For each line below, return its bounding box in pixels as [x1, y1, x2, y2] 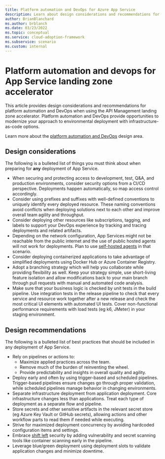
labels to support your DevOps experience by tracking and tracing [12, 223, 147, 229]
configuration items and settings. [12, 427, 80, 433]
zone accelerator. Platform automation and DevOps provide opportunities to [5, 113, 159, 119]
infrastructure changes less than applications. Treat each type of [12, 396, 144, 402]
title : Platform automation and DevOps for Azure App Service [5, 7, 135, 12]
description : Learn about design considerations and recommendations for [5, 12, 160, 17]
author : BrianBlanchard [5, 16, 54, 21]
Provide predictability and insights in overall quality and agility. [19, 370, 146, 376]
